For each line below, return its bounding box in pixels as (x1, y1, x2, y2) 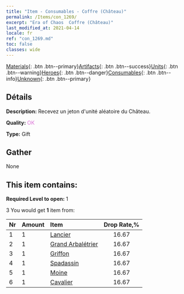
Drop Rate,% (103, 221, 140, 229)
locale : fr (6, 30, 33, 36)
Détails (6, 92, 32, 102)
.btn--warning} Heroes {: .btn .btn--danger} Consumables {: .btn (6, 69, 156, 76)
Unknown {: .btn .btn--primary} (17, 75, 91, 82)
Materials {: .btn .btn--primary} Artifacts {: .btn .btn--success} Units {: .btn (6, 63, 178, 70)
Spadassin (50, 259, 79, 267)
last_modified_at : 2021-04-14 (6, 25, 80, 31)
